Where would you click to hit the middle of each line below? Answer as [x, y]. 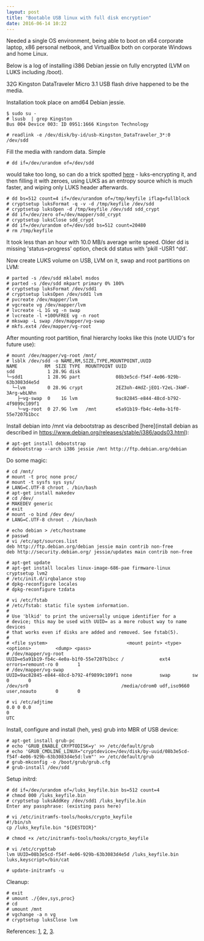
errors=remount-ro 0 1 [43, 665]
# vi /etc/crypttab [31, 849]
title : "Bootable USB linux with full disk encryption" [79, 18]
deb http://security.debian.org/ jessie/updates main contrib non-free [99, 552]
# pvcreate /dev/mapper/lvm [42, 300]
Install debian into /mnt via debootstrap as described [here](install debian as [102, 426]
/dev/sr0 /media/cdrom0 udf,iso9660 [98, 686]
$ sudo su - [21, 114]
